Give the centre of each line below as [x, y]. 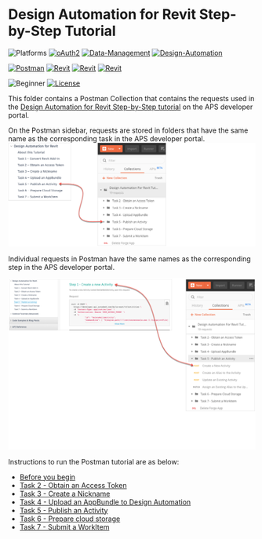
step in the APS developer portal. [62, 268]
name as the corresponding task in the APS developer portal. [107, 138]
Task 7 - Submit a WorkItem [64, 526]
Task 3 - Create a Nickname [65, 493]
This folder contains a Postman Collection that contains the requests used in [131, 98]
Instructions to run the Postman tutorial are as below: [94, 461]
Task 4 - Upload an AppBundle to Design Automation [105, 502]
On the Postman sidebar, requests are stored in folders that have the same [128, 130]
